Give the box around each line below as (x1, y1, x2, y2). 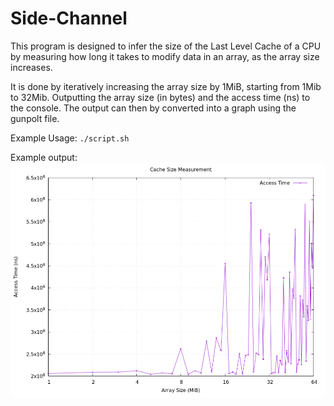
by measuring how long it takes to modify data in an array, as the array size (10, 50, 320, 62)
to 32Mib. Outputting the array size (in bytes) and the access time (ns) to (10, 91, 311, 103)
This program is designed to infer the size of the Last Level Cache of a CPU (10, 40, 322, 52)
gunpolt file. (10, 112, 60, 124)
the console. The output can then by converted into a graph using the (10, 102, 297, 114)
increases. (10, 61, 53, 73)
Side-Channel (10, 7, 128, 30)
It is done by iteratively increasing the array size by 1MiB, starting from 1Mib (10, 80, 322, 92)
